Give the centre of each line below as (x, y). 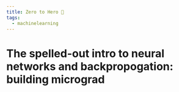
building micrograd (56, 79)
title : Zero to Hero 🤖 (35, 12)
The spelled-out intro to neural (86, 53)
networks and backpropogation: (90, 66)
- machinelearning (35, 23)
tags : (13, 18)
